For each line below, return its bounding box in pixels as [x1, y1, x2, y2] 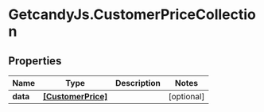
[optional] [168, 91, 205, 102]
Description [115, 78, 161, 88]
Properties [8, 54, 62, 68]
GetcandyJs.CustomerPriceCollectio [8, 6, 257, 24]
